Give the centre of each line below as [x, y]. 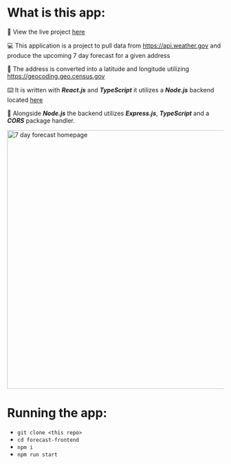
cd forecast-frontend [48, 440]
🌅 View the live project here [46, 32]
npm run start [37, 454]
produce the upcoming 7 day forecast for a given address [89, 55]
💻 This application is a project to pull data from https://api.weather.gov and [114, 46]
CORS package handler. [41, 120]
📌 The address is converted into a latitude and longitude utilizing [98, 69]
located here [25, 100]
